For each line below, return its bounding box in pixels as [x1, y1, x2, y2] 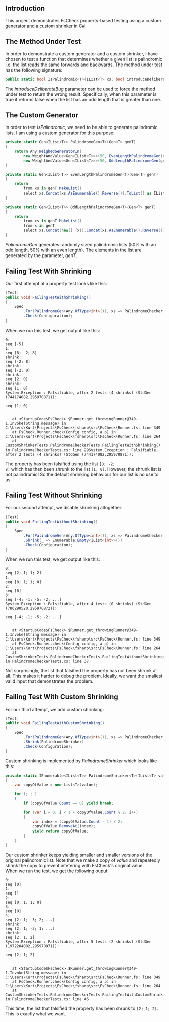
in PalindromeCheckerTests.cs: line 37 [5, 659, 89, 664]
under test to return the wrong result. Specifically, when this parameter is [5, 91, 157, 97]
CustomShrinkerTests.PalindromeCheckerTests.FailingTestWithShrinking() [5, 443, 161, 448]
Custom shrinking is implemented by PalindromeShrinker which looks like [5, 758, 157, 764]
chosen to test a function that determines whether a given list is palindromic [5, 56, 162, 62]
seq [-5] [5, 341, 24, 347]
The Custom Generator [5, 111, 79, 119]
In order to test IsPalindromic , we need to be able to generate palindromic [5, 124, 158, 131]
